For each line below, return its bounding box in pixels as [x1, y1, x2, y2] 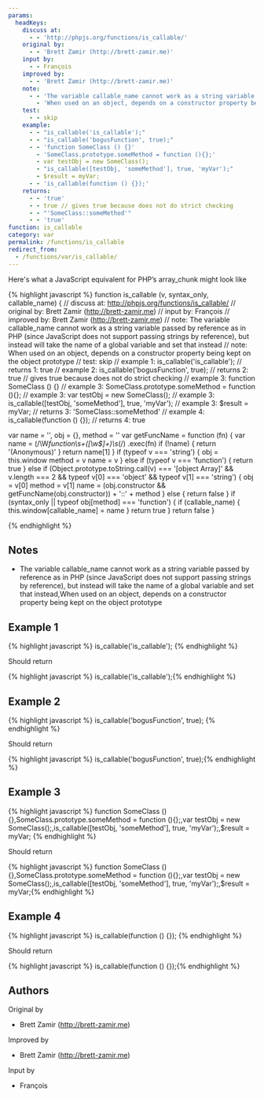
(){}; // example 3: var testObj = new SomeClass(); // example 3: [8, 390, 215, 400]
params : [8, 11, 34, 20]
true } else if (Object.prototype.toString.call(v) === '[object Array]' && [8, 463, 234, 473]
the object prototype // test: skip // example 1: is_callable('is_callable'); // [8, 356, 242, 366]
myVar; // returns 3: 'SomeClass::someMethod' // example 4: [8, 407, 206, 416]
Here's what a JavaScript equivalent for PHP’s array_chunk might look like [8, 274, 247, 284]
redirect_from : [8, 245, 58, 253]
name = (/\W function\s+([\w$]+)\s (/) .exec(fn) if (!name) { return [8, 438, 217, 448]
